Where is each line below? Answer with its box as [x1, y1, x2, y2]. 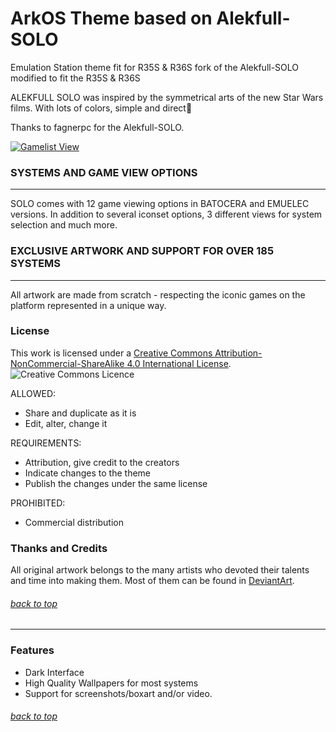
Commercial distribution [24, 516, 124, 528]
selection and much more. [10, 219, 118, 231]
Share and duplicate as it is [24, 407, 137, 419]
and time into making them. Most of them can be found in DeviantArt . [10, 575, 295, 587]
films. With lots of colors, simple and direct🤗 [10, 102, 193, 114]
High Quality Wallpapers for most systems [24, 677, 199, 689]
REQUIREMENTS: [10, 437, 82, 449]
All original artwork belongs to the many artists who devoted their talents [10, 564, 310, 576]
